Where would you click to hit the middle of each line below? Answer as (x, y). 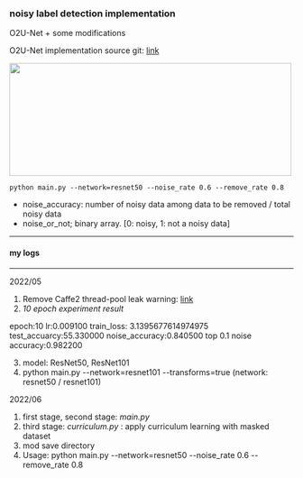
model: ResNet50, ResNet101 (76, 363)
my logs (25, 253)
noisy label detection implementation (92, 14)
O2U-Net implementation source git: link (84, 51)
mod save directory (59, 446)
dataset (37, 436)
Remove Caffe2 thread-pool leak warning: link (108, 299)
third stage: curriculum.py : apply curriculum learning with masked (146, 426)
